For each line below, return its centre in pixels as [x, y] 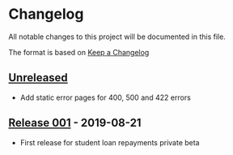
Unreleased [38, 78]
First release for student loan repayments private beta [110, 142]
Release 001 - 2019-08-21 [75, 123]
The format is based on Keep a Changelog [79, 52]
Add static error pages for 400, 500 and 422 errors [106, 97]
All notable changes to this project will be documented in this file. [117, 37]
